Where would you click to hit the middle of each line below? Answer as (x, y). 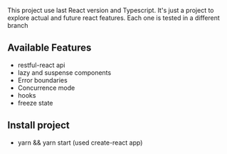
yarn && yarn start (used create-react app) (80, 143)
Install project (38, 125)
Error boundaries (42, 80)
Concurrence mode (46, 88)
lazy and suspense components (64, 72)
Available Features (49, 48)
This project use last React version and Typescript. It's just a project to (111, 10)
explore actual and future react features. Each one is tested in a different (114, 18)
